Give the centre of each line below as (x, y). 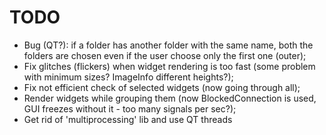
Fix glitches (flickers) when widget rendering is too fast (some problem (169, 66)
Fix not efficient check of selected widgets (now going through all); (162, 87)
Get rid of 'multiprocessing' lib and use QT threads (128, 119)
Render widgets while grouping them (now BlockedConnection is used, (170, 98)
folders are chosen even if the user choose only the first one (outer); (165, 55)
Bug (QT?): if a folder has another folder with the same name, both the (168, 45)
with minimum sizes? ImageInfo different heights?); (128, 77)
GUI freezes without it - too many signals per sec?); (130, 108)
